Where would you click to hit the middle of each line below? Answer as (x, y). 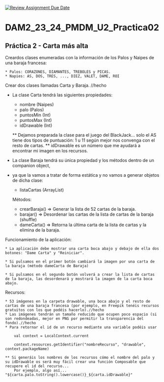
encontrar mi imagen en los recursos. (50, 151)
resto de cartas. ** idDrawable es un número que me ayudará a (76, 145)
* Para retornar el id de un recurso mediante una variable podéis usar (81, 327)
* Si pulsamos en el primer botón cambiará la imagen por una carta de (80, 262)
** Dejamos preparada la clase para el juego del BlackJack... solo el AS (84, 135)
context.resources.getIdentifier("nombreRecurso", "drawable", (80, 344)
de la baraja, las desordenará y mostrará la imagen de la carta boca (79, 279)
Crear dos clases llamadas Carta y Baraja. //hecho (56, 85)
